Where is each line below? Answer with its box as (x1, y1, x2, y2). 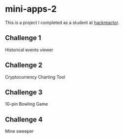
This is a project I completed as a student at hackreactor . (5, 20, 120, 25)
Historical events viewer (5, 46, 54, 52)
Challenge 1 (5, 34, 41, 42)
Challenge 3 (5, 88, 43, 96)
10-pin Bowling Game (5, 101, 48, 107)
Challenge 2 (5, 61, 42, 69)
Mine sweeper (5, 128, 34, 134)
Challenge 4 (5, 115, 43, 123)
